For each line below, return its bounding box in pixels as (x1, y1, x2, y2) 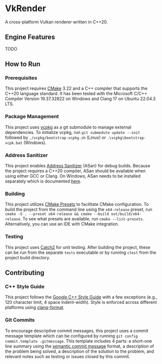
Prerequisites (5, 75, 37, 82)
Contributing (5, 269, 44, 277)
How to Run (5, 60, 41, 68)
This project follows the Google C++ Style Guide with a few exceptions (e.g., (5, 294, 158, 300)
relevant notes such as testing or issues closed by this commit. (5, 353, 131, 359)
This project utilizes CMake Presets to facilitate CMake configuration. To (5, 201, 149, 207)
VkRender (5, 3, 46, 14)
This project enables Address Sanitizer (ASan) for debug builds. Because (5, 163, 151, 169)
